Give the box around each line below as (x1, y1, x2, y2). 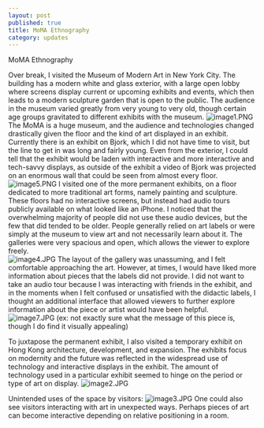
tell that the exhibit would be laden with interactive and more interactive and (8, 154, 255, 164)
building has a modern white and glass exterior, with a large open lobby (8, 79, 240, 88)
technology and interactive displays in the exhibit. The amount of (8, 362, 219, 371)
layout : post (8, 11, 51, 20)
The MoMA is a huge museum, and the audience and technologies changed (8, 121, 255, 130)
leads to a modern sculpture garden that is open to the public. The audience (8, 95, 255, 105)
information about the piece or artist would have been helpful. (8, 305, 209, 314)
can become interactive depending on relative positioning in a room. (8, 411, 230, 420)
